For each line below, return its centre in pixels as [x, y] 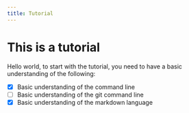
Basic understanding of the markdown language [85, 102]
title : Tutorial [30, 13]
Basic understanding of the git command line [80, 95]
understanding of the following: [51, 73]
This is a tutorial [54, 47]
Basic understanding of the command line [76, 87]
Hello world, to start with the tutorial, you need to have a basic [95, 66]
